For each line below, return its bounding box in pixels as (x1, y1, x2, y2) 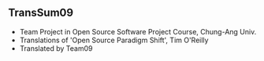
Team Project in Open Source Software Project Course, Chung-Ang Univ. (19, 27, 257, 36)
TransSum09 (8, 6, 73, 20)
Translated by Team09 (19, 43, 93, 53)
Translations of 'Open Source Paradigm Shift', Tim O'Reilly (19, 35, 209, 45)
